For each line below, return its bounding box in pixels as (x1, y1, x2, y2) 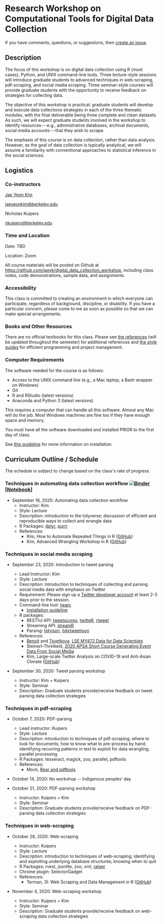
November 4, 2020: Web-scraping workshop (12, 888, 102, 894)
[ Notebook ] (5, 486, 33, 493)
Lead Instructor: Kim (19, 571, 60, 577)
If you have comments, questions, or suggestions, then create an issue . (5, 39, 147, 45)
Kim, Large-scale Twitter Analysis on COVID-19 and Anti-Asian (26, 653, 151, 660)
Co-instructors (5, 181, 41, 188)
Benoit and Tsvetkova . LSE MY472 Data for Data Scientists (26, 638, 143, 644)
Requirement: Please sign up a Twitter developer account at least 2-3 (19, 592, 158, 598)
